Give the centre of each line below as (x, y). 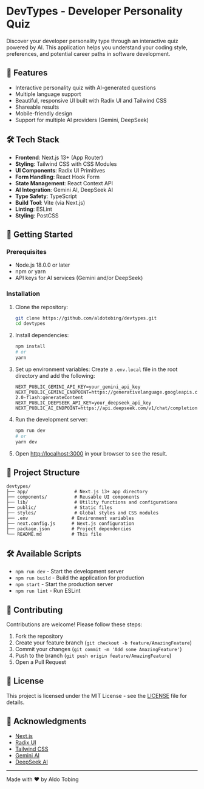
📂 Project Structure (43, 472)
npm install (30, 347)
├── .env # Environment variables (70, 518)
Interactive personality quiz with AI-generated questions (85, 87)
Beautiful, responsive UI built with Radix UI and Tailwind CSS (91, 100)
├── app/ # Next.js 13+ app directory (77, 492)
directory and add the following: (55, 375)
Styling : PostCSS (37, 215)
